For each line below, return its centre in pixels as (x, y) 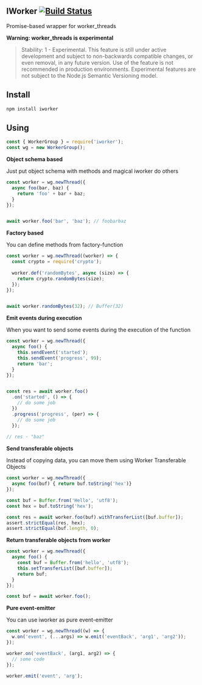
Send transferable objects (40, 449)
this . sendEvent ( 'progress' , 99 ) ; (60, 358)
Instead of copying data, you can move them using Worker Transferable (96, 460)
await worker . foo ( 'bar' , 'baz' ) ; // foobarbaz (66, 221)
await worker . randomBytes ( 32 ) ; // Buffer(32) (65, 306)
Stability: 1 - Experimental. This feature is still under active (94, 49)
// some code (28, 659)
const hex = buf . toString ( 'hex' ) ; (50, 506)
